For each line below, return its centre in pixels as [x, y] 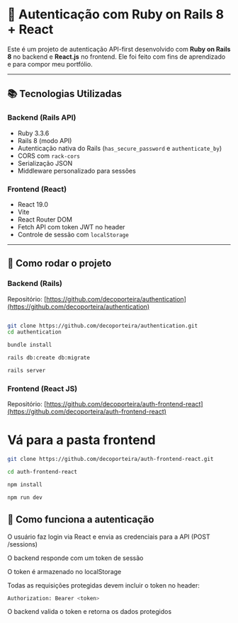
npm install [25, 484]
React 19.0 [33, 204]
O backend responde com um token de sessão [75, 558]
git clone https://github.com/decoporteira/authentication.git [103, 326]
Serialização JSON [45, 163]
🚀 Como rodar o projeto [59, 264]
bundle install [30, 345]
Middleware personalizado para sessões [76, 171]
